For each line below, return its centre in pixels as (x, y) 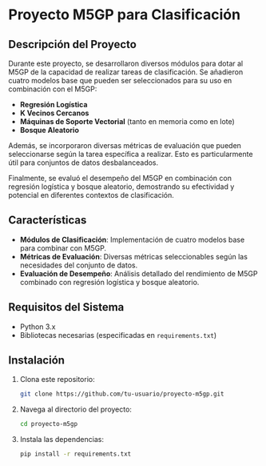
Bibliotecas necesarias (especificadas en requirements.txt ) (118, 335)
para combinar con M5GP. (63, 248)
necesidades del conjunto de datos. (79, 265)
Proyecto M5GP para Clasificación (125, 15)
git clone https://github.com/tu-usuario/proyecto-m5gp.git (122, 394)
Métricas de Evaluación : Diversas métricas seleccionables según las (133, 256)
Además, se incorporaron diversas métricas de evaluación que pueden (125, 145)
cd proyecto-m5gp (49, 424)
